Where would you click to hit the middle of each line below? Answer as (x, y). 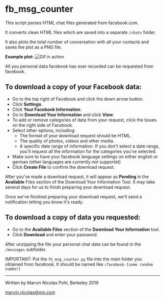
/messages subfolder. (26, 249)
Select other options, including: (44, 130)
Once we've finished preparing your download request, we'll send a (74, 196)
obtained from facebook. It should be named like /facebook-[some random (79, 264)
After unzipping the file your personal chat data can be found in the (73, 244)
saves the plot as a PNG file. (34, 47)
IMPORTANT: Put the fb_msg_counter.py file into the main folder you (74, 259)
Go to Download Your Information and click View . (63, 114)
